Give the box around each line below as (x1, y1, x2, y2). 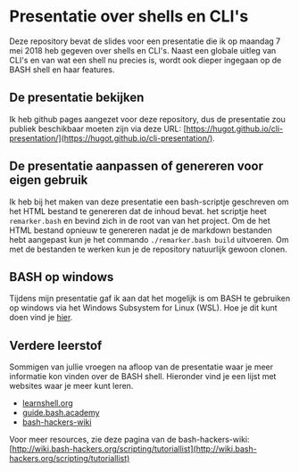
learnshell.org (21, 398, 73, 409)
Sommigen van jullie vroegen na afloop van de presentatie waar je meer (9, 361, 274, 372)
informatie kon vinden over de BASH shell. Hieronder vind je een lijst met (9, 371, 277, 382)
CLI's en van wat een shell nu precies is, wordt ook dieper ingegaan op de (9, 54, 282, 65)
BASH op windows (9, 269, 114, 285)
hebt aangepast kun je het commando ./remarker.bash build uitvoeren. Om (9, 234, 289, 244)
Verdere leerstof (9, 337, 103, 353)
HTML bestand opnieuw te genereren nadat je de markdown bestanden (9, 225, 272, 236)
